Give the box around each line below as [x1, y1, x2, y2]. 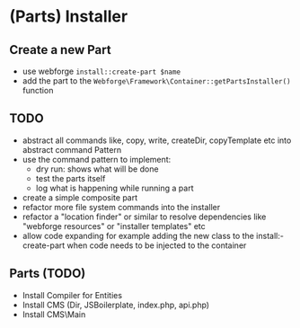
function [22, 85, 54, 95]
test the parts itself [35, 173, 106, 183]
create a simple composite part [22, 191, 138, 203]
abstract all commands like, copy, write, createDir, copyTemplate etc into [22, 135, 292, 146]
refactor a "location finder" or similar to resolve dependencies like [22, 211, 267, 222]
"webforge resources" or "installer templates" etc [22, 220, 207, 231]
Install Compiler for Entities [22, 289, 123, 300]
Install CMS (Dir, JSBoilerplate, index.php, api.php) [22, 299, 209, 310]
